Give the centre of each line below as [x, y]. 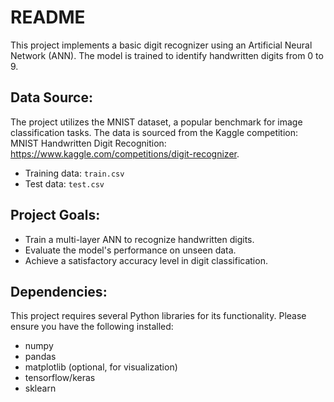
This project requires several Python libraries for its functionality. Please [158, 316]
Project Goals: [55, 215]
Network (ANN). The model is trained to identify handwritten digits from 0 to [167, 55]
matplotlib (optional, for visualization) [101, 367]
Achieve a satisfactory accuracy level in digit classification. [146, 260]
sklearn [40, 388]
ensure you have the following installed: [92, 327]
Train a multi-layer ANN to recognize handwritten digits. [139, 239]
